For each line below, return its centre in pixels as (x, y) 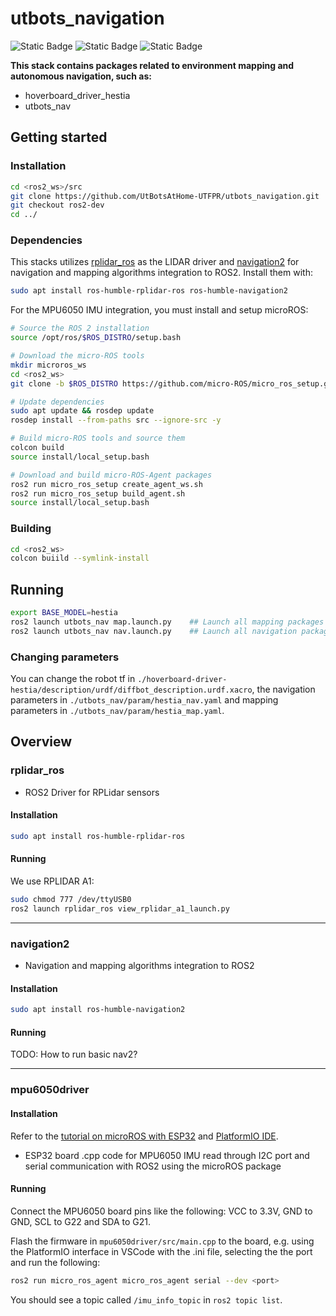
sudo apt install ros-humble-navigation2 (98, 1010)
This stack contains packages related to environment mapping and (152, 65)
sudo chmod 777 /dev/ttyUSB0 (71, 900)
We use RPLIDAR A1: (52, 881)
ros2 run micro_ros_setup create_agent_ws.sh (106, 484)
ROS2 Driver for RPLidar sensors (92, 792)
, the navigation (283, 689)
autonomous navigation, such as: (81, 76)
